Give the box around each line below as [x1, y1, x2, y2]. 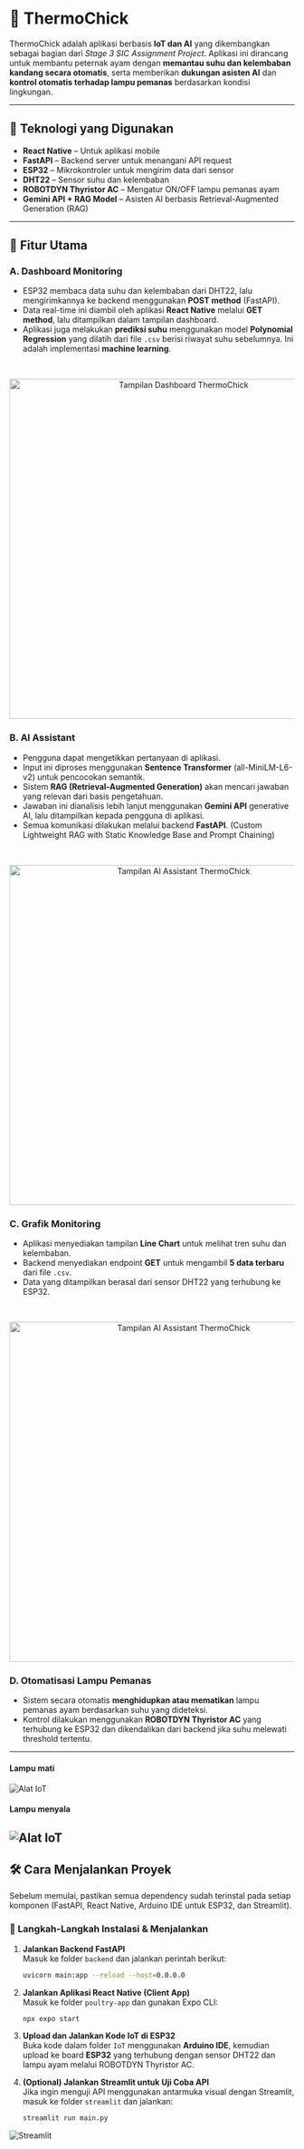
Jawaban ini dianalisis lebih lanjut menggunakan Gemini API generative [22, 800, 290, 811]
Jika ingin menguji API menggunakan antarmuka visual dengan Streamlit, [22, 2086, 295, 2097]
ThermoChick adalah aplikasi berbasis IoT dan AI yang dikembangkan [9, 38, 271, 49]
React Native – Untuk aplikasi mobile [22, 145, 161, 156]
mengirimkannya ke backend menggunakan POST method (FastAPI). [22, 295, 280, 306]
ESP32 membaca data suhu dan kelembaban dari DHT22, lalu [22, 286, 253, 297]
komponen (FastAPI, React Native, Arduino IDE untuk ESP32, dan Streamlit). [9, 1900, 292, 1911]
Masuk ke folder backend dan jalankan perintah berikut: [22, 1953, 227, 1964]
